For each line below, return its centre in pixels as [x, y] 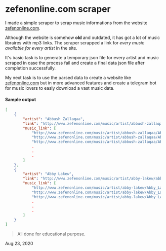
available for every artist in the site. [41, 48]
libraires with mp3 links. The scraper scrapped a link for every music [75, 42]
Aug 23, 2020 [19, 243]
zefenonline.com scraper [58, 9]
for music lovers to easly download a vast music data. [60, 88]
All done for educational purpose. [51, 234]
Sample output [21, 99]
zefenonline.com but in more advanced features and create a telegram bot [81, 83]
